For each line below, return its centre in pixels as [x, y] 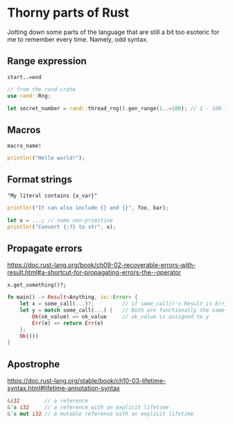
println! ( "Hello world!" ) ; [46, 158]
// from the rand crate [42, 89]
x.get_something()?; [37, 285]
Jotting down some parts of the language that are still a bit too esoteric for [113, 32]
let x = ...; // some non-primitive [60, 220]
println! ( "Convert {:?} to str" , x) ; [62, 227]
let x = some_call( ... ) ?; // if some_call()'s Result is [116, 304]
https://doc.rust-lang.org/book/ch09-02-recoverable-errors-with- [102, 265]
